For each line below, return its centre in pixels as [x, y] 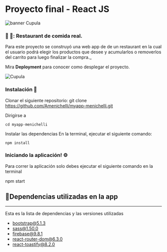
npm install [17, 143]
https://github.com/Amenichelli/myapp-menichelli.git [59, 106]
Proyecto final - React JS [57, 9]
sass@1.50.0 [25, 228]
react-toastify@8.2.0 [34, 244]
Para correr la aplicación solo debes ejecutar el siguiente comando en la [79, 166]
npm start [15, 181]
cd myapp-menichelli [27, 125]
